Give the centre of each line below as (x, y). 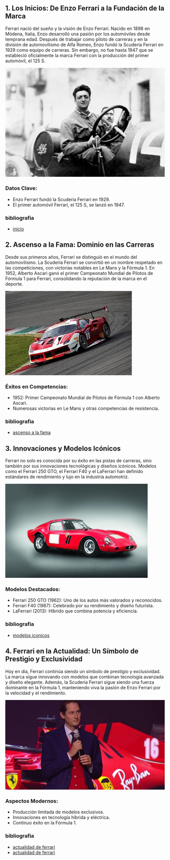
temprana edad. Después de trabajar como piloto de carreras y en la (76, 39)
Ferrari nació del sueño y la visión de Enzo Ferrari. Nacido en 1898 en (78, 28)
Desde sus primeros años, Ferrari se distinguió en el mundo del (71, 257)
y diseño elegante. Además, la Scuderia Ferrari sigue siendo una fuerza (80, 682)
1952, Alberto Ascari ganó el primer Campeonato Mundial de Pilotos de (79, 273)
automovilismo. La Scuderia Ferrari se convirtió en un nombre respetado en (84, 262)
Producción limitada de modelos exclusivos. (58, 812)
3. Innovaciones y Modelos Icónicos (63, 448)
